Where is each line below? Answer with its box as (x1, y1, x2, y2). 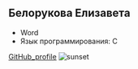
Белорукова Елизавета (8, 6, 131, 20)
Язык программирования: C (19, 36, 118, 46)
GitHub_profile (8, 51, 57, 61)
